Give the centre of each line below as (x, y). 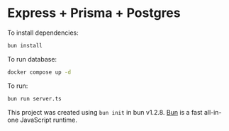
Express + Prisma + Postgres (94, 13)
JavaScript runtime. (49, 120)
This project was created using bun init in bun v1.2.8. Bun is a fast (105, 112)
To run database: (32, 59)
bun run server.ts (34, 98)
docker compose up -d (39, 72)
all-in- (213, 112)
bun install (25, 45)
